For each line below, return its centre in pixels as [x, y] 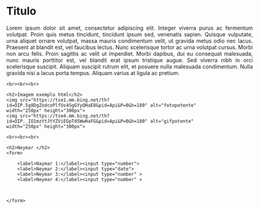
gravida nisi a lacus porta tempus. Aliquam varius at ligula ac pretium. [93, 73]
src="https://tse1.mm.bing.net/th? [65, 100]
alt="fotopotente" [173, 105]
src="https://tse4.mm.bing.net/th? [65, 116]
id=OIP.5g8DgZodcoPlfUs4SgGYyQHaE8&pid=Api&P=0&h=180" [77, 105]
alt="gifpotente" [172, 121]
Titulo [21, 11]
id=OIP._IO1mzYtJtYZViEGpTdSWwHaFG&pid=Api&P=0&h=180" [77, 121]
